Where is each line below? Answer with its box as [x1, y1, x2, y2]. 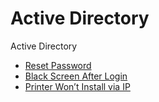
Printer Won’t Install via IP [24, 80, 131, 92]
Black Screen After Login [24, 70, 128, 82]
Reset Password [24, 59, 92, 71]
